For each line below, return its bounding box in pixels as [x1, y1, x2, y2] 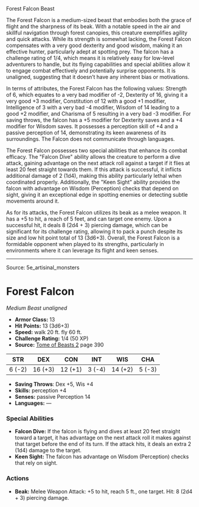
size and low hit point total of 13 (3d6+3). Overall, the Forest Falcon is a [6, 234, 180, 241]
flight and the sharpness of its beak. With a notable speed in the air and [6, 23, 181, 30]
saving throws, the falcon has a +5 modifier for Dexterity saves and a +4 [6, 116, 183, 124]
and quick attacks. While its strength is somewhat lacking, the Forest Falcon [6, 36, 191, 42]
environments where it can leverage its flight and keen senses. [6, 247, 159, 254]
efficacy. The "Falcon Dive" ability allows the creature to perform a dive [6, 153, 181, 160]
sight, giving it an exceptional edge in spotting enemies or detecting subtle [6, 191, 188, 198]
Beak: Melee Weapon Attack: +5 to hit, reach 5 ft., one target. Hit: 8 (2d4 [14, 487, 192, 495]
